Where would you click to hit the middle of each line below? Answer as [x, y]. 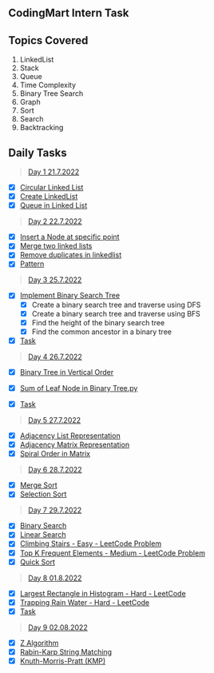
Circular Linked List [52, 188]
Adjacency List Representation [70, 436]
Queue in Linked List [53, 205]
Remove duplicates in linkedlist [71, 255]
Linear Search [43, 535]
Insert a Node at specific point [69, 237]
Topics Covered [48, 40]
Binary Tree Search [52, 94]
